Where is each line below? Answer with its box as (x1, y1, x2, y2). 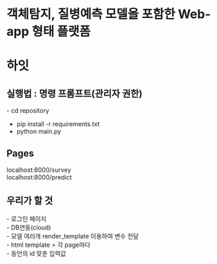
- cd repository (6, 107, 50, 115)
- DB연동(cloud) (6, 223, 51, 231)
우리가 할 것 (6, 195, 53, 206)
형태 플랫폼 (31, 24, 91, 39)
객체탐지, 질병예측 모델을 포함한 (6, 6, 176, 22)
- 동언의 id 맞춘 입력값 (6, 249, 67, 257)
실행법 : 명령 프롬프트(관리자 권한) (6, 87, 143, 99)
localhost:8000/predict (6, 173, 72, 181)
